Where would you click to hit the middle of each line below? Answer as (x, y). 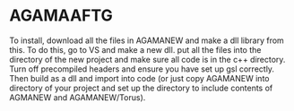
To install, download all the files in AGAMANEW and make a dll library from (147, 40)
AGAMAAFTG (61, 16)
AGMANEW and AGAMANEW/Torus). (78, 97)
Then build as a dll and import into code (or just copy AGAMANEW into (139, 78)
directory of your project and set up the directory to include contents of (141, 88)
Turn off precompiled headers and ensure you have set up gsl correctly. (142, 69)
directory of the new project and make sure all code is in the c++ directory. (147, 59)
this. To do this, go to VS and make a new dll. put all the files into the (135, 49)
